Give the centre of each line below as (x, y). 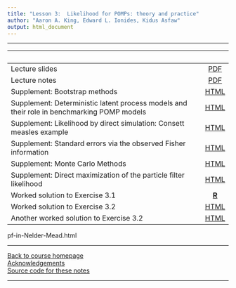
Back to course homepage (46, 256)
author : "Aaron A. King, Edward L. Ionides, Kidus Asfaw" (94, 20)
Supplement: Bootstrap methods (64, 92)
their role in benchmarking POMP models (78, 112)
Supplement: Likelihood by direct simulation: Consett (98, 124)
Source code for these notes (48, 270)
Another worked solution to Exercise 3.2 (77, 218)
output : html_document (40, 27)
